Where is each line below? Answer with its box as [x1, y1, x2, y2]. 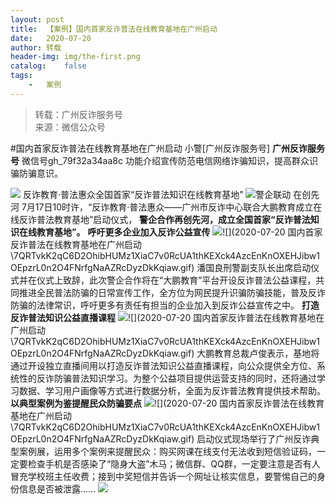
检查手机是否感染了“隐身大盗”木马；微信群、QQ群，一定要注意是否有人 [27, 457, 321, 470]
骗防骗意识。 [10, 167, 63, 179]
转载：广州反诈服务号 [34, 108, 123, 120]
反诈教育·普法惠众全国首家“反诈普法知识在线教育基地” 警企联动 [22, 188, 292, 200]
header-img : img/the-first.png [10, 52, 141, 62]
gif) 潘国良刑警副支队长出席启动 [179, 261, 312, 273]
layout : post [10, 14, 65, 25]
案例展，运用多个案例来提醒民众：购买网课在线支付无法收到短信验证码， [18, 445, 317, 457]
